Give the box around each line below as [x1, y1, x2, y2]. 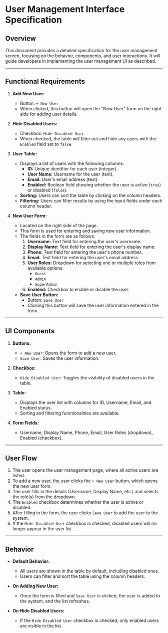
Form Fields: [12, 419, 39, 426]
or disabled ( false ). [27, 187, 67, 193]
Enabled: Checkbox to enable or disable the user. [27, 286, 129, 292]
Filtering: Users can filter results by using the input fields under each [19, 197, 162, 203]
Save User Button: [19, 292, 58, 298]
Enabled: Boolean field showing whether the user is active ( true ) [27, 181, 161, 187]
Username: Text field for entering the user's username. [27, 238, 141, 244]
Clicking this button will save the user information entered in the [27, 302, 159, 308]
